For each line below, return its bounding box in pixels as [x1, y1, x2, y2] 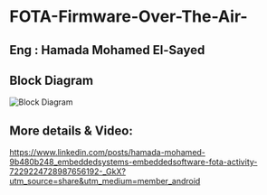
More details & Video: [9, 123, 133, 138]
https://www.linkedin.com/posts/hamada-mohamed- [9, 147, 206, 158]
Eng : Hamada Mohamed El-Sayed [9, 42, 205, 58]
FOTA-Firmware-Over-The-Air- [9, 6, 248, 27]
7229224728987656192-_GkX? [9, 166, 127, 177]
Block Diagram [9, 72, 93, 88]
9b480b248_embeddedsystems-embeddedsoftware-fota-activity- [9, 156, 258, 168]
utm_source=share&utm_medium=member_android [9, 176, 201, 187]
